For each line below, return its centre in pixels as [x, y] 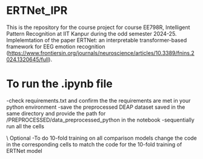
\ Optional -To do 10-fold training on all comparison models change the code [101, 138]
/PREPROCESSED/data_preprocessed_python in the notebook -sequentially [101, 120]
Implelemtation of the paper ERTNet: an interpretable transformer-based [97, 40]
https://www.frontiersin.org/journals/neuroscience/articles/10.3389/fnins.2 [101, 53]
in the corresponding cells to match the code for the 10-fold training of [94, 144]
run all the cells [25, 126]
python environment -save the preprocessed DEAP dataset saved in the [96, 107]
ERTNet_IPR [37, 11]
